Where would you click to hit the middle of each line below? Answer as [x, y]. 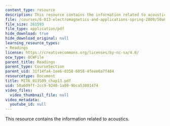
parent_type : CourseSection [35, 67]
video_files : [19, 90]
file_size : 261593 [25, 24]
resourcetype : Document [30, 76]
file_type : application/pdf [35, 29]
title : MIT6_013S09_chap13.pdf [38, 81]
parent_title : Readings [30, 62]
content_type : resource [30, 10]
